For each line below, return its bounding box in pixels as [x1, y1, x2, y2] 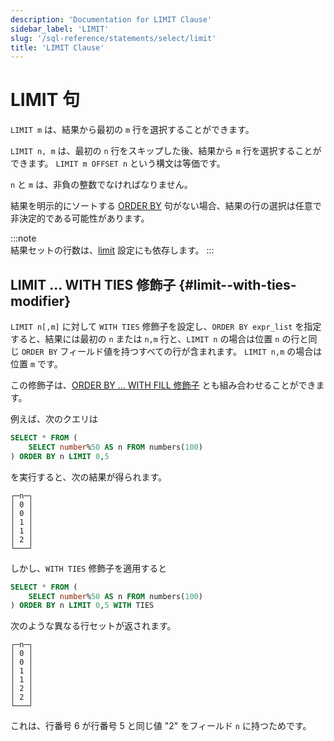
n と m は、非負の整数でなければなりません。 [10, 179, 193, 191]
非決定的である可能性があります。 [10, 212, 150, 225]
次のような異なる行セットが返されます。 [10, 620, 177, 632]
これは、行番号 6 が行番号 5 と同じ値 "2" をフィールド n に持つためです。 [10, 720, 312, 732]
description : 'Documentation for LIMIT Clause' [10, 14, 213, 25]
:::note [10, 232, 37, 245]
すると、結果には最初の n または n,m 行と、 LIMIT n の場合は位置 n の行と [10, 333, 309, 345]
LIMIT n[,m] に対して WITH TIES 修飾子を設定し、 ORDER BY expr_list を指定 [10, 321, 322, 332]
